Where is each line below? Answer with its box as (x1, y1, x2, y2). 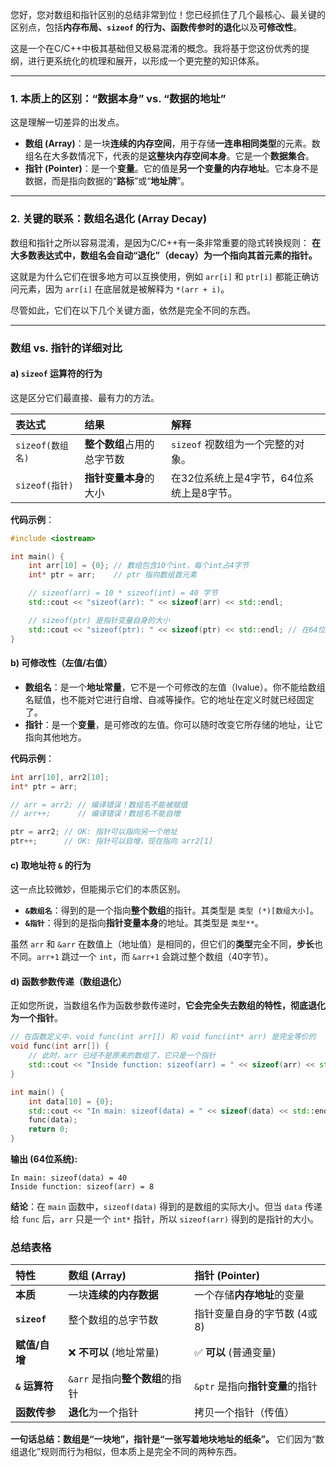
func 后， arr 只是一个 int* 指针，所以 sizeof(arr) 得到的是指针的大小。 (21, 1213, 320, 1225)
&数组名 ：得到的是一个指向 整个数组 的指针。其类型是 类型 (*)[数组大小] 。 (24, 904, 319, 917)
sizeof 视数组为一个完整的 (171, 437, 295, 451)
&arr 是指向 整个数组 (68, 1372, 162, 1386)
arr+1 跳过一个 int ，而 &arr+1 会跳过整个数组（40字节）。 (36, 951, 274, 963)
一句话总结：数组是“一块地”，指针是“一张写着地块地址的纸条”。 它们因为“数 (10, 1433, 325, 1445)
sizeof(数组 (15, 439, 69, 451)
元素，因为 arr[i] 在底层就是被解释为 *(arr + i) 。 (18, 283, 230, 295)
